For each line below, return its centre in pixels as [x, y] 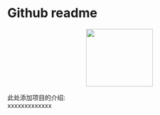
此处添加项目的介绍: [37, 97]
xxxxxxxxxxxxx [30, 105]
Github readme [52, 13]
